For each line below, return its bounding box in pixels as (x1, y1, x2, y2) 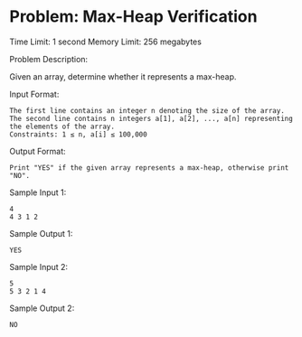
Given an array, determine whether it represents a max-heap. (9, 70, 237, 82)
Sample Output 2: (9, 303, 75, 314)
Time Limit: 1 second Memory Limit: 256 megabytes (9, 36, 202, 47)
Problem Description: (9, 53, 89, 64)
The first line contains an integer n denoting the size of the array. (9, 106, 285, 115)
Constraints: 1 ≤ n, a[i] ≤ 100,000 (9, 129, 147, 139)
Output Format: (9, 145, 66, 156)
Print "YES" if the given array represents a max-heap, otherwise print (9, 163, 289, 173)
